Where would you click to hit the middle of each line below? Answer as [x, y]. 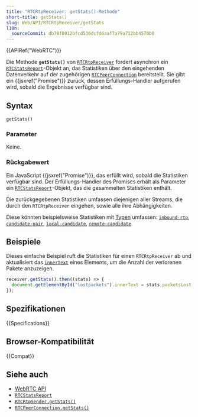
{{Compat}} [20, 356]
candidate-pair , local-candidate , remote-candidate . [69, 223]
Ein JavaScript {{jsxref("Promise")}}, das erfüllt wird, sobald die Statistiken [97, 175]
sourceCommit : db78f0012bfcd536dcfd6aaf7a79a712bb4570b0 [83, 34]
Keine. [14, 147]
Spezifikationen [36, 309]
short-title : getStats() [37, 17]
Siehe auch [27, 374]
